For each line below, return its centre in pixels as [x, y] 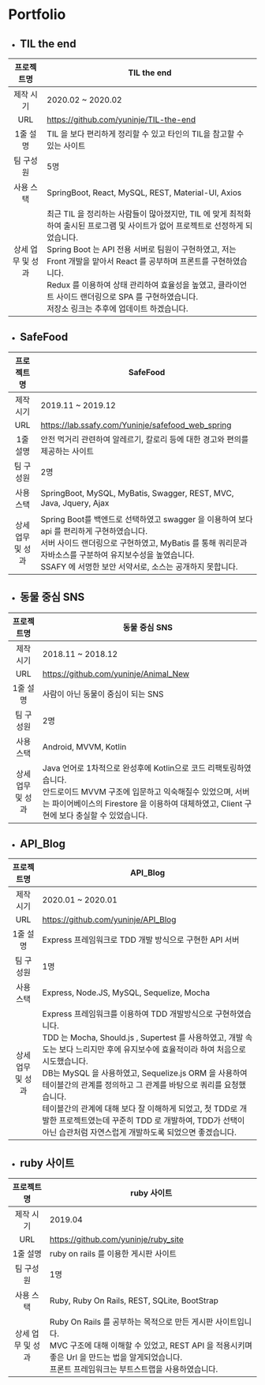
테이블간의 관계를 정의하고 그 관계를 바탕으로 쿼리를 [132, 1085]
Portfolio [37, 15]
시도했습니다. [65, 1061]
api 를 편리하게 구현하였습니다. [94, 531]
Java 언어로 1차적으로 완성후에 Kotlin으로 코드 [124, 768]
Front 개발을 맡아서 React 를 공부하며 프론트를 [128, 261]
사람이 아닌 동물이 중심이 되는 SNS [103, 694]
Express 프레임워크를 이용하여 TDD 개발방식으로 [128, 1014]
